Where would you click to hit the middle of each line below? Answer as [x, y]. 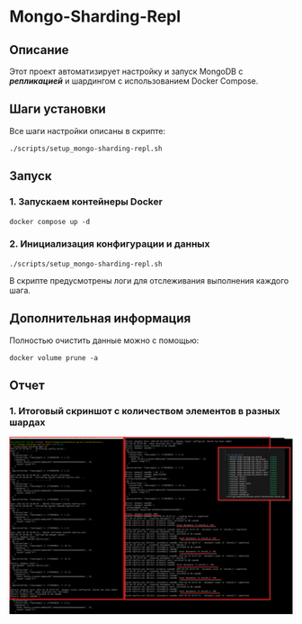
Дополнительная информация [100, 318]
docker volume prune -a [54, 357]
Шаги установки [58, 109]
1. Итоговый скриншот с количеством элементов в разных [145, 411]
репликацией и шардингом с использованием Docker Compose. [134, 81]
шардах [27, 422]
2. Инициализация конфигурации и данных [110, 244]
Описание [39, 50]
